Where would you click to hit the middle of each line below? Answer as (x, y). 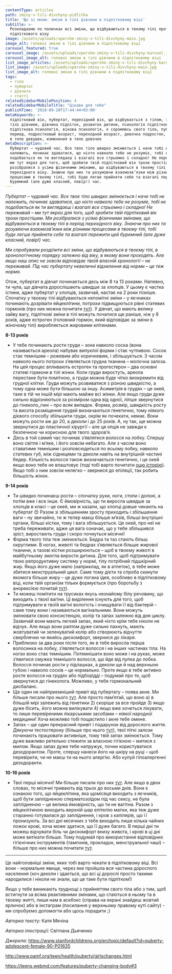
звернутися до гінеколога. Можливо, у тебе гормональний (77, 681)
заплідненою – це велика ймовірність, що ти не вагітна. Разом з (83, 804)
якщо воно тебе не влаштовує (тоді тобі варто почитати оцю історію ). (89, 465)
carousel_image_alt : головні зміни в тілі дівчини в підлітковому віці (83, 58)
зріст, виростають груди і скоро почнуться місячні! (69, 534)
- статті (19, 96)
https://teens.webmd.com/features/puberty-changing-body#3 (71, 966)
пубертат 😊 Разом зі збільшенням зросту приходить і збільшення (85, 512)
